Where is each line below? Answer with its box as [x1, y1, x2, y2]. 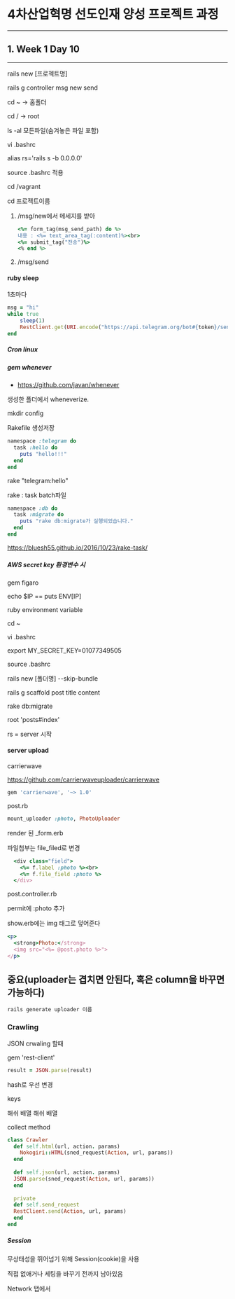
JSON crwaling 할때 [7, 1039, 64, 1048]
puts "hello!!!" [20, 450, 68, 457]
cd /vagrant [7, 182, 41, 190]
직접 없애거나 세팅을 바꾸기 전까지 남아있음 [7, 1269, 124, 1278]
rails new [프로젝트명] [7, 69, 68, 78]
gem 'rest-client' [7, 1053, 55, 1062]
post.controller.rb [7, 890, 57, 898]
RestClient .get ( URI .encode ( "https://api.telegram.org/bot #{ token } [20, 324, 218, 331]
